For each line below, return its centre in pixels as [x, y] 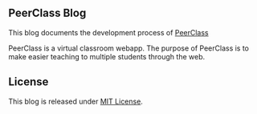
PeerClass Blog [47, 13]
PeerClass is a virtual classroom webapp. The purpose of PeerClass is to [129, 48]
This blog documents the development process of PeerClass [108, 32]
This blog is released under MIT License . [75, 101]
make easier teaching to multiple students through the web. [107, 56]
